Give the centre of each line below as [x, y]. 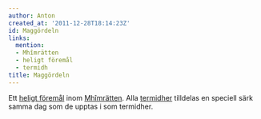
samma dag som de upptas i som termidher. [81, 106]
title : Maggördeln [39, 75]
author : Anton [32, 16]
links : [19, 38]
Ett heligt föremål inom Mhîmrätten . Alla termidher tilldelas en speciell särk [131, 97]
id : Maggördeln [34, 30]
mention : [30, 46]
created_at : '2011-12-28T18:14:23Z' [69, 23]
